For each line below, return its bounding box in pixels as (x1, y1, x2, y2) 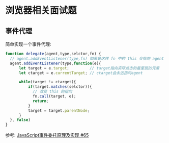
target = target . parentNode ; (27, 108, 90, 113)
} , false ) (10, 117, 31, 123)
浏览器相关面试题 (5, 5, 77, 16)
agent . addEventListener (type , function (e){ (10, 61, 101, 66)
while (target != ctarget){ (18, 80, 76, 85)
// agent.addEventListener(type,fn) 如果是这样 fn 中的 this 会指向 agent (10, 56, 164, 61)
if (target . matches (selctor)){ (27, 84, 93, 89)
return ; (32, 98, 49, 104)
